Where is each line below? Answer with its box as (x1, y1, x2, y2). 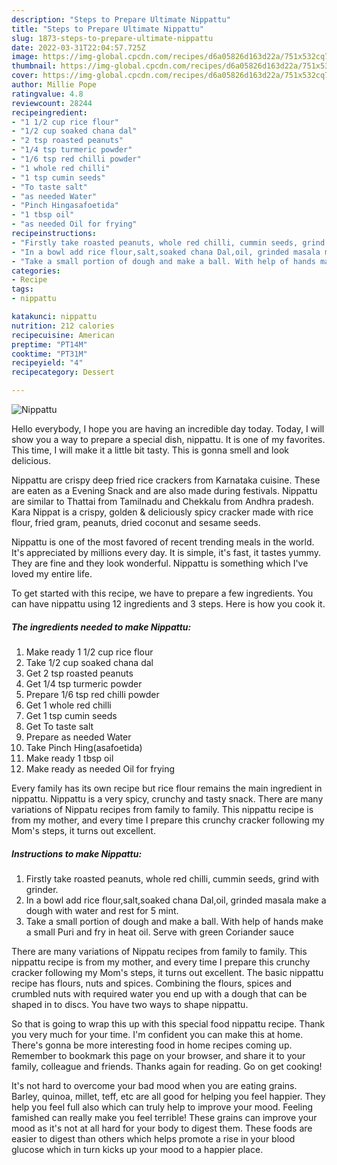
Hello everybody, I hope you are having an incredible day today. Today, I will (11, 423, 325, 435)
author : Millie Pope (11, 80, 98, 90)
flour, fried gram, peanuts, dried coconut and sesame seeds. (11, 517, 261, 528)
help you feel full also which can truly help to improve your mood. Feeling (11, 1101, 314, 1113)
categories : (11, 266, 61, 276)
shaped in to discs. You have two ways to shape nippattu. (11, 998, 249, 1010)
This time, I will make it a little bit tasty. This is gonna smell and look (11, 444, 289, 456)
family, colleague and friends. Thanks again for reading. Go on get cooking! (11, 1060, 323, 1072)
